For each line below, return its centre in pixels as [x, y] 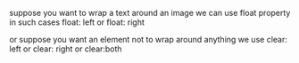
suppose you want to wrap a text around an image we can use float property [150, 13]
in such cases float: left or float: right [77, 22]
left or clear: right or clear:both [66, 49]
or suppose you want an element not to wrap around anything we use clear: [148, 39]
